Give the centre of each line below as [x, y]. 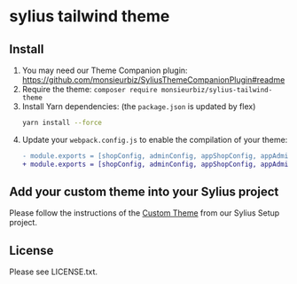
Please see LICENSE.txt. [54, 272]
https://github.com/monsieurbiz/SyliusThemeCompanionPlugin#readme [153, 80]
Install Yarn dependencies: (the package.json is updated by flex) [139, 106]
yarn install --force [62, 122]
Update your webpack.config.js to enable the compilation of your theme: [155, 139]
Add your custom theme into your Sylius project [144, 192]
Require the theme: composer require [90, 89]
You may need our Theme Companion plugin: [105, 70]
